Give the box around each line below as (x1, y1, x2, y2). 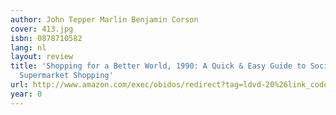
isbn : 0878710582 (10, 33, 83, 43)
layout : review (10, 52, 74, 62)
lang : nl (10, 42, 47, 53)
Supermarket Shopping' (19, 71, 114, 81)
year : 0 (10, 89, 43, 99)
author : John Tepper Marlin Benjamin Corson (10, 14, 199, 25)
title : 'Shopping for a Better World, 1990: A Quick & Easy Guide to (10, 61, 307, 71)
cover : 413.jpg (10, 24, 74, 34)
